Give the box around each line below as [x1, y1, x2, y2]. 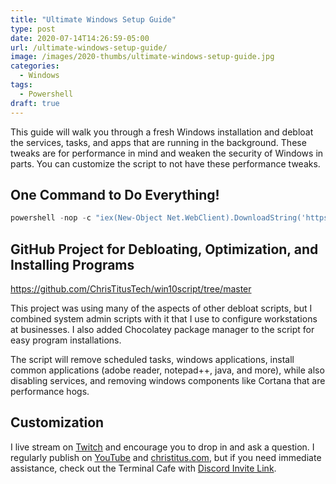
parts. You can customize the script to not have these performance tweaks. [10, 157, 321, 170]
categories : [10, 61, 60, 71]
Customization [10, 414, 105, 431]
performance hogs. [10, 386, 90, 397]
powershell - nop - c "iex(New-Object [10, 213, 163, 223]
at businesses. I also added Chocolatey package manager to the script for [10, 324, 315, 335]
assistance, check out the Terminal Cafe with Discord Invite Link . [10, 462, 277, 474]
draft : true [10, 98, 60, 108]
